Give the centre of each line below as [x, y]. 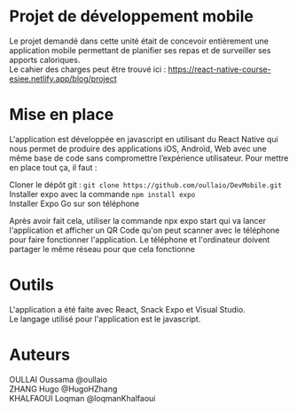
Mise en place [62, 115]
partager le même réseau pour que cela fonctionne [102, 249]
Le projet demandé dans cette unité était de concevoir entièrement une [139, 41]
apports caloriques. [45, 59]
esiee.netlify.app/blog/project [63, 78]
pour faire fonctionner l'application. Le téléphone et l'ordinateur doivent [140, 239]
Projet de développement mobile [132, 16]
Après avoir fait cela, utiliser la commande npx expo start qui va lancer [137, 220]
